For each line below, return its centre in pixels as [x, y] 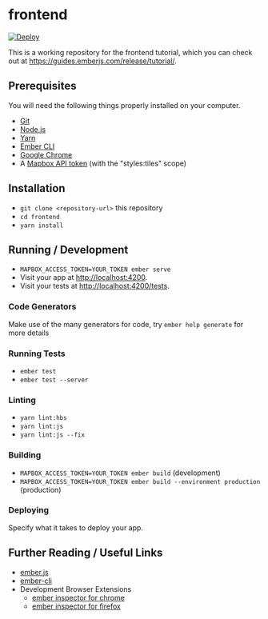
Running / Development [68, 250]
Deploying [29, 510]
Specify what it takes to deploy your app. [76, 527]
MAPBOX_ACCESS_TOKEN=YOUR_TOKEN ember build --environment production [140, 481]
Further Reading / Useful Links [86, 553]
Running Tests [37, 353]
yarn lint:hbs [43, 418]
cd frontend [40, 217]
